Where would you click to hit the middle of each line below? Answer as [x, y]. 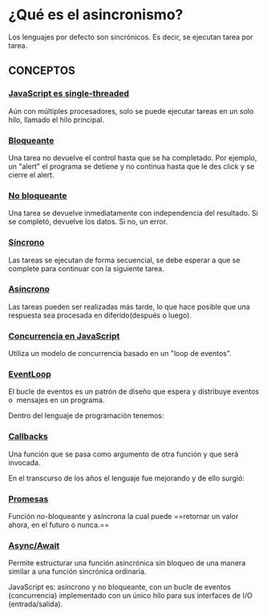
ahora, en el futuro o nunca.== [59, 525]
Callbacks [28, 436]
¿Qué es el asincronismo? [96, 15]
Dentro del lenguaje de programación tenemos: [86, 415]
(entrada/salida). [36, 604]
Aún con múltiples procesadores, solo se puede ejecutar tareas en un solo [131, 111]
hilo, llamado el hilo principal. [57, 120]
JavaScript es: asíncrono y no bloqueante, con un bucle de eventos [119, 587]
